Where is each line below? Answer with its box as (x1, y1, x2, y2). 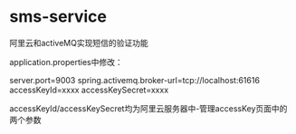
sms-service (9, 6, 107, 27)
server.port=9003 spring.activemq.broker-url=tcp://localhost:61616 (9, 74, 261, 85)
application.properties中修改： (9, 56, 124, 67)
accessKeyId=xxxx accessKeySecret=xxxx (9, 84, 169, 95)
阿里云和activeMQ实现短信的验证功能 (9, 37, 148, 48)
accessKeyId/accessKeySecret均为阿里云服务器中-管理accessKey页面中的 (9, 102, 288, 114)
